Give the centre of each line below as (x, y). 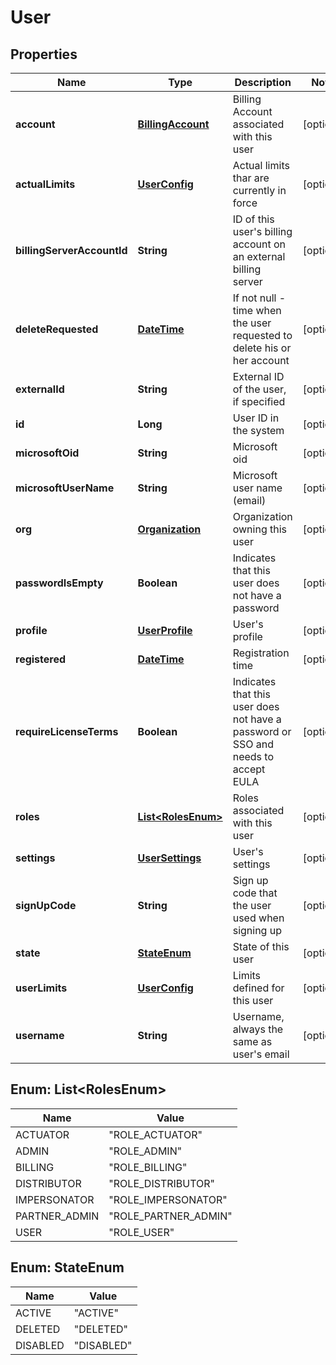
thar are (251, 178)
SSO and (253, 744)
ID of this (253, 219)
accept (249, 769)
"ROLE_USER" (141, 1232)
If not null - (259, 298)
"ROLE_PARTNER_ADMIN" (170, 1216)
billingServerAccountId (71, 250)
